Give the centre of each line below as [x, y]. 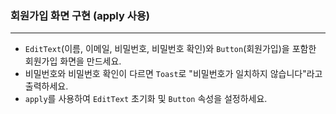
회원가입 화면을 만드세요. [73, 61]
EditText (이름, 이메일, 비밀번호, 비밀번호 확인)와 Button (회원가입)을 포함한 [170, 49]
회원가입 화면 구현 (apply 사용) [80, 15]
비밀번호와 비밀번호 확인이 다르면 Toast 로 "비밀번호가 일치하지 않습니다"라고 [173, 74]
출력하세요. [46, 86]
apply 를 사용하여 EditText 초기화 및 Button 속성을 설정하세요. [146, 99]
